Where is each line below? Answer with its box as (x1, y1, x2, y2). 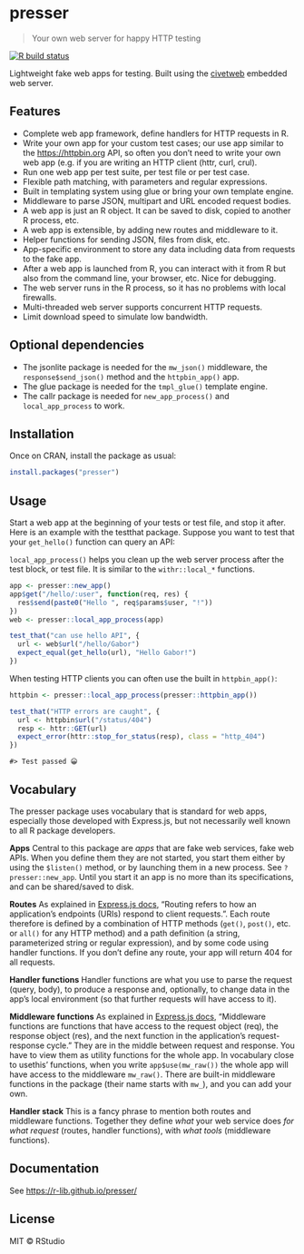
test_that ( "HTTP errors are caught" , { (9, 707, 161, 716)
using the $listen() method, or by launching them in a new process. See (9, 862, 282, 873)
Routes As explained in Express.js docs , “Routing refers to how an (9, 899, 257, 909)
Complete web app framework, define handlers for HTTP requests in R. (22, 128, 289, 139)
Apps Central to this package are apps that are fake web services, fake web (9, 843, 295, 853)
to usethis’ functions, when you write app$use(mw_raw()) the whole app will (9, 1060, 289, 1070)
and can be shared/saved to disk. (9, 881, 134, 892)
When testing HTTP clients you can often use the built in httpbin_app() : (9, 672, 278, 683)
